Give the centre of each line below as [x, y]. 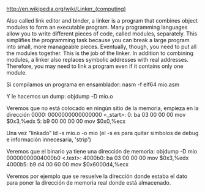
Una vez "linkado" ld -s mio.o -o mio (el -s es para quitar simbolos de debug [102, 133]
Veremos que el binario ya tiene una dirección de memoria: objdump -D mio [102, 151]
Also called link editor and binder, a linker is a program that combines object [102, 20]
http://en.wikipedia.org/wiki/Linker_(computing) [66, 9]
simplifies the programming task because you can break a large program [98, 40]
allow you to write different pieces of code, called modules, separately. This [102, 34]
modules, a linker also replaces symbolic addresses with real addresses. [97, 60]
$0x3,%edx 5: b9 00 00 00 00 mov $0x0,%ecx [66, 121]
